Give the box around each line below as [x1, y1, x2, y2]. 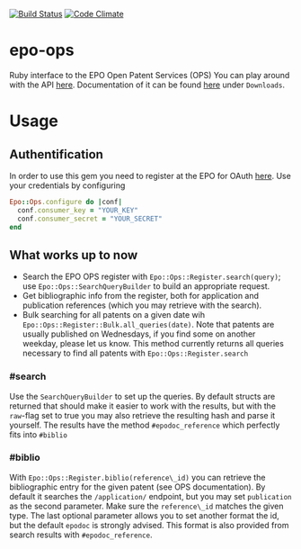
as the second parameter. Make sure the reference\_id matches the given [9, 500, 285, 511]
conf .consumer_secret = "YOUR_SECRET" [17, 214, 164, 223]
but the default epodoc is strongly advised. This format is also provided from [9, 519, 289, 530]
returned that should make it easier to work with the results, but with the [9, 400, 277, 411]
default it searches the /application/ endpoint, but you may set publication [9, 490, 292, 501]
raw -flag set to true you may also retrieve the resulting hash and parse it [9, 409, 276, 420]
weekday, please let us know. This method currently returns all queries [22, 338, 285, 349]
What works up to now [9, 247, 138, 263]
